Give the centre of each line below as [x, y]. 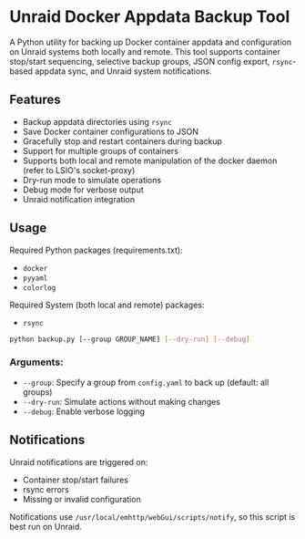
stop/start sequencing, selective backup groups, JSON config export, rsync [151, 61]
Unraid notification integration [78, 199]
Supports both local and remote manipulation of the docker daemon [150, 161]
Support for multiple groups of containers [101, 150]
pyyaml [35, 278]
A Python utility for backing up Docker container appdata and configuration [151, 42]
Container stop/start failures [76, 480]
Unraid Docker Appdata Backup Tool [150, 17]
